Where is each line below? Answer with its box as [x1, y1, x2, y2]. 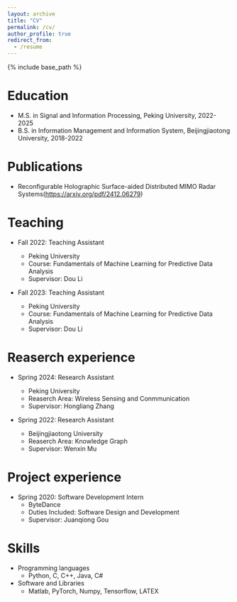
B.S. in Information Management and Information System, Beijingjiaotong [17, 126, 231, 135]
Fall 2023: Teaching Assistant [17, 288, 104, 297]
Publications [7, 159, 83, 175]
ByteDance [28, 500, 61, 508]
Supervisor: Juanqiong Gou [28, 515, 109, 524]
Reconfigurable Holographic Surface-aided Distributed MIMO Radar [17, 182, 216, 190]
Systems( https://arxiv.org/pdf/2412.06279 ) [17, 190, 143, 198]
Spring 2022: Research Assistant [17, 415, 114, 424]
